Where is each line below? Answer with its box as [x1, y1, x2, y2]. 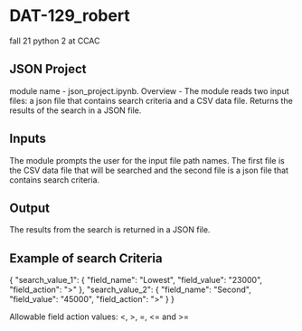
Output [9, 200, 50, 215]
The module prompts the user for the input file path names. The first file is [9, 155, 285, 165]
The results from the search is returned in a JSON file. [9, 224, 211, 235]
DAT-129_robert [9, 5, 131, 26]
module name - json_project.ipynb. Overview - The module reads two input [9, 85, 289, 96]
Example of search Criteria [9, 251, 163, 266]
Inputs [9, 131, 47, 147]
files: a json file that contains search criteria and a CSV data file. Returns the [9, 95, 294, 106]
